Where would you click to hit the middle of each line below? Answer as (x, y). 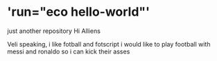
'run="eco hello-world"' (79, 12)
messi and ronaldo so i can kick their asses (69, 51)
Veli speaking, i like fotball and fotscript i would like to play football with (109, 44)
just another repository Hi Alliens (54, 31)
